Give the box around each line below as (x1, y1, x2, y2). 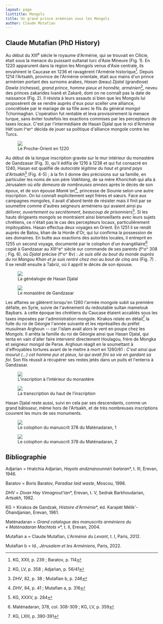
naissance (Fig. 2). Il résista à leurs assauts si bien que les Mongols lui (5, 95, 146, 101)
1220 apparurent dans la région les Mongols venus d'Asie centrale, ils (5, 63, 144, 68)
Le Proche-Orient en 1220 (17, 146, 69, 152)
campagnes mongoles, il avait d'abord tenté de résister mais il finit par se (5, 198, 152, 204)
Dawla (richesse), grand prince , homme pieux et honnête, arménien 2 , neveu (5, 84, 158, 91)
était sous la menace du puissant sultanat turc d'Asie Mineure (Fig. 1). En (5, 57, 150, 63)
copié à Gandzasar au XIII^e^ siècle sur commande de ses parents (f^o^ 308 (5, 246, 158, 252)
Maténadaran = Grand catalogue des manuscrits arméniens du (5, 519, 132, 525)
